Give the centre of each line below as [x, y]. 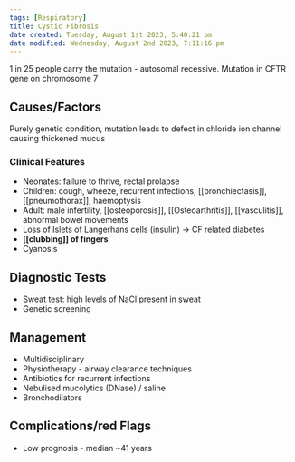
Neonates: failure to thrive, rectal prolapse [101, 181]
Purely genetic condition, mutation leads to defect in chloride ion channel [146, 129]
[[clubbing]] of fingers [65, 239]
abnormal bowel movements [75, 220]
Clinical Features [48, 161]
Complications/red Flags [81, 426]
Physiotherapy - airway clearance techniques [107, 369]
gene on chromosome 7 [54, 79]
